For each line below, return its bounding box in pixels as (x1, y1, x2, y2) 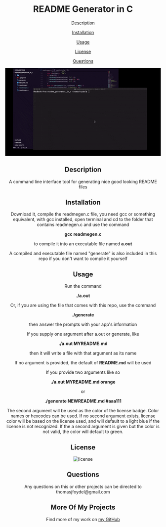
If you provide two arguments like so (46, 369, 120, 375)
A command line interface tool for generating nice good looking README (9, 178, 157, 184)
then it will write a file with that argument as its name (29, 350, 137, 356)
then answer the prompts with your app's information (29, 321, 137, 327)
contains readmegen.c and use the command (37, 221, 129, 228)
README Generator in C (33, 3, 133, 15)
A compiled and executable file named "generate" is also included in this (9, 251, 157, 257)
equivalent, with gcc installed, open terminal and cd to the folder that (13, 217, 153, 222)
